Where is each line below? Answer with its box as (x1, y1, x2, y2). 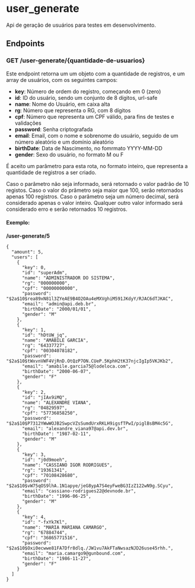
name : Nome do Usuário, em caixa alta (14, 100, 111, 108)
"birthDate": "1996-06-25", (21, 493, 92, 499)
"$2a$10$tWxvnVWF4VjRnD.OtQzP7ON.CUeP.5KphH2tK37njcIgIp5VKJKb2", (6, 358, 174, 364)
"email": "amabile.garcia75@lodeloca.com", (21, 363, 132, 369)
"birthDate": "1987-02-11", (21, 431, 92, 437)
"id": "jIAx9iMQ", (21, 394, 68, 400)
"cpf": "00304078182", (21, 347, 78, 353)
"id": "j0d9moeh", (21, 457, 68, 463)
